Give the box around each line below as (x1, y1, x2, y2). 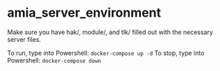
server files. (7, 35, 42, 43)
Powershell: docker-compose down (7, 56, 102, 64)
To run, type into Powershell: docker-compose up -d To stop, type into (7, 49, 205, 57)
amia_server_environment (7, 5, 162, 21)
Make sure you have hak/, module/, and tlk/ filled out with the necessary (7, 28, 214, 36)
